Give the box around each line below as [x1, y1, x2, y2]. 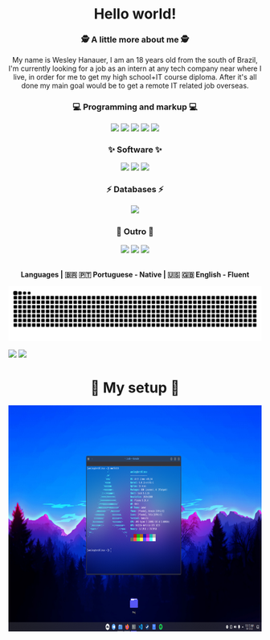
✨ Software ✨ [108, 144, 162, 155]
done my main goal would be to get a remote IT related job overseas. [21, 81, 249, 91]
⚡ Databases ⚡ [106, 184, 164, 195]
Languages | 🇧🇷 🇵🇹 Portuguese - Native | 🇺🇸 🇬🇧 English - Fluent [20, 269, 250, 279]
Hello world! [93, 5, 177, 23]
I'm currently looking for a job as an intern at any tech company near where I [8, 64, 262, 73]
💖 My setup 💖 [90, 379, 180, 396]
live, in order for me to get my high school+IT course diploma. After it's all [13, 72, 257, 82]
